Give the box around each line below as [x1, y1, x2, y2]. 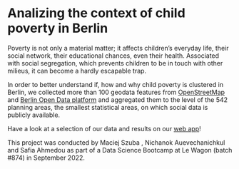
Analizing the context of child [7, 5, 185, 21]
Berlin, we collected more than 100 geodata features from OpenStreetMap [7, 88, 225, 96]
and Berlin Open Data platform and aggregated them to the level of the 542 [7, 95, 228, 104]
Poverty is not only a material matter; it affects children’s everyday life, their [7, 43, 229, 52]
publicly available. [7, 111, 61, 119]
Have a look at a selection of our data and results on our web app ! [7, 124, 201, 133]
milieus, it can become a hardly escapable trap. [7, 66, 147, 75]
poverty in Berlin [7, 20, 108, 36]
